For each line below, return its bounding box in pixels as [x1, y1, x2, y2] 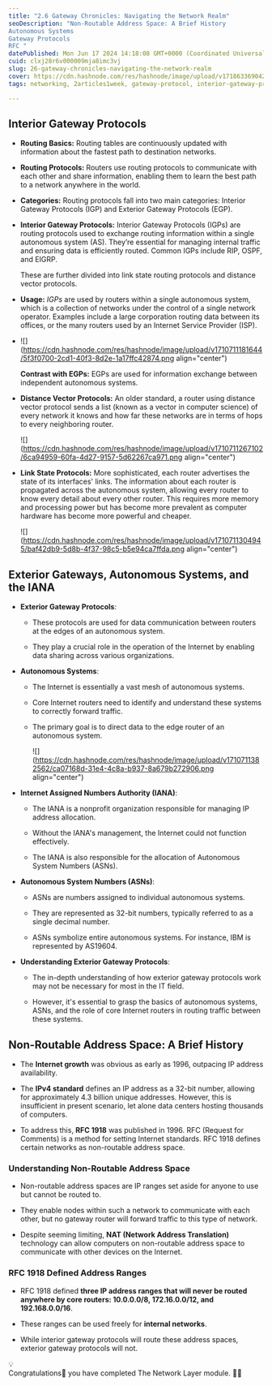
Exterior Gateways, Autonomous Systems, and [8, 567, 249, 581]
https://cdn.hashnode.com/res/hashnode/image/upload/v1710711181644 [23, 345, 263, 355]
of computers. [19, 1109, 68, 1119]
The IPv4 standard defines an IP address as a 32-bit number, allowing [19, 1083, 255, 1093]
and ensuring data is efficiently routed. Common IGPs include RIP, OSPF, [19, 246, 263, 256]
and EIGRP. [19, 255, 58, 265]
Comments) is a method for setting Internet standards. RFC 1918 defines [19, 1134, 261, 1143]
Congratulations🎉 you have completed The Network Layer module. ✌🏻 [8, 1368, 243, 1378]
